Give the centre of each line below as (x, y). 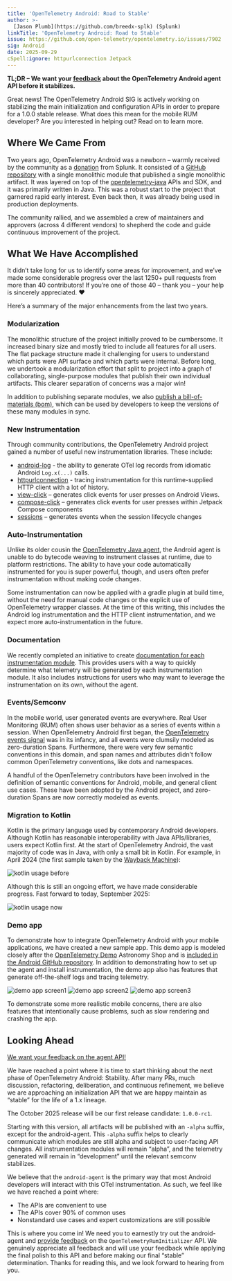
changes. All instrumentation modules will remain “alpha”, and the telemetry (115, 1149)
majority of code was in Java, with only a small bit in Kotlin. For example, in (114, 852)
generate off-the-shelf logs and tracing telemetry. (78, 977)
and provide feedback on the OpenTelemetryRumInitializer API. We (121, 1241)
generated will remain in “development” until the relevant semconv (102, 1156)
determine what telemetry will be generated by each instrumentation (105, 670)
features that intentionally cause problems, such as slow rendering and (108, 1011)
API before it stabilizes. (42, 86)
